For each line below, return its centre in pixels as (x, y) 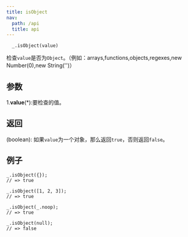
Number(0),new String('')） (41, 65)
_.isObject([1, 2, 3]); (37, 191)
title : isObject (27, 12)
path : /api (26, 23)
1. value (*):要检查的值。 (36, 103)
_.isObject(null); (30, 223)
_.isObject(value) (35, 46)
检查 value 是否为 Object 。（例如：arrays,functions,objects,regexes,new (94, 58)
